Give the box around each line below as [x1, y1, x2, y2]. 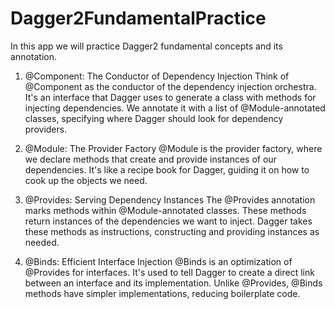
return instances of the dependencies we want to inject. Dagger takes [24, 215, 313, 227]
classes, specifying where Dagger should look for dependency [24, 112, 284, 124]
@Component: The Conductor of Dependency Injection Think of [24, 70, 290, 82]
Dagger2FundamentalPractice [10, 7, 267, 30]
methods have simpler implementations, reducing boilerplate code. [24, 287, 301, 299]
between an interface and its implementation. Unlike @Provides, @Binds [24, 277, 323, 289]
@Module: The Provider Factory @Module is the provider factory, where [24, 142, 323, 154]
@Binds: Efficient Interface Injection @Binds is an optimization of [24, 255, 293, 267]
